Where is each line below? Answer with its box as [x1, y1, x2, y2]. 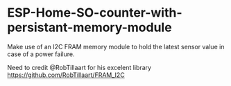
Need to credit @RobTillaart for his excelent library [7, 63, 151, 71]
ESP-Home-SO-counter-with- [7, 5, 182, 21]
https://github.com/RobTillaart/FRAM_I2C [7, 71, 125, 79]
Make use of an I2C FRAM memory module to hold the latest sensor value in [7, 42, 225, 51]
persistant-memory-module [7, 19, 172, 35]
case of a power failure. [7, 50, 75, 58]
